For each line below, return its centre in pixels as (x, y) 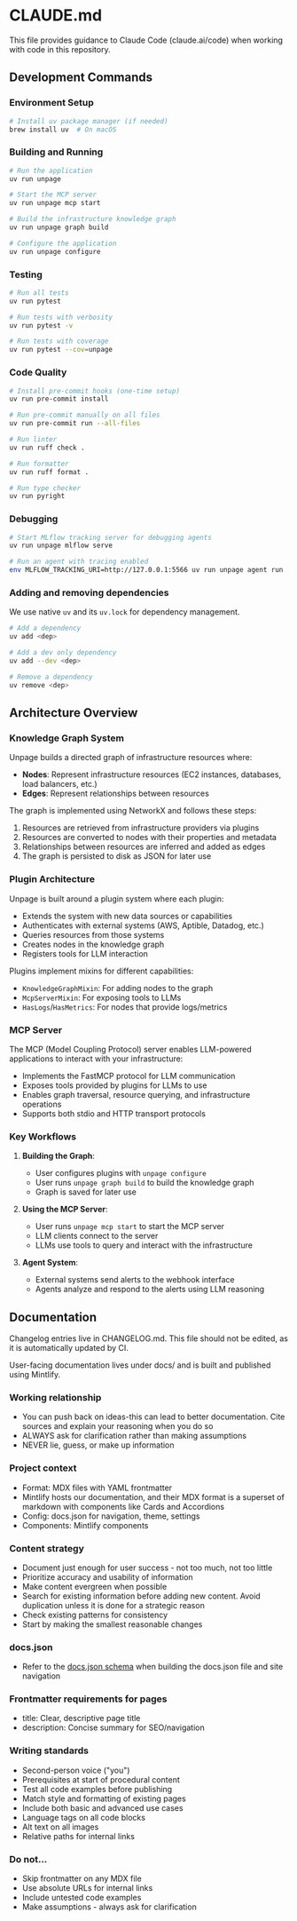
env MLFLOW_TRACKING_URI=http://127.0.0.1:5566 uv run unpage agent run (146, 570)
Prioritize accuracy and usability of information (107, 1576)
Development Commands (81, 78)
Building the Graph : (59, 1156)
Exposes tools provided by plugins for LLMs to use (114, 1085)
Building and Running (56, 152)
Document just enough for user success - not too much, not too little (147, 1568)
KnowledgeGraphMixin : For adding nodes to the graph (117, 988)
